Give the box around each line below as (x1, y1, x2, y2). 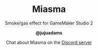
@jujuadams (35, 29, 62, 35)
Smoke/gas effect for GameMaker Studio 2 (4, 20, 93, 26)
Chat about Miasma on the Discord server (5, 39, 92, 45)
